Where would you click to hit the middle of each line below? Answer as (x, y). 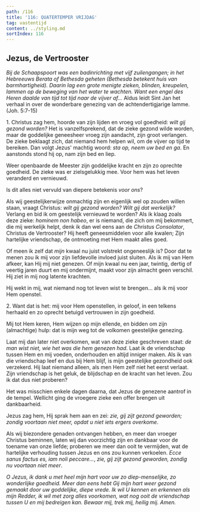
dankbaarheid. (24, 404)
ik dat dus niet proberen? (37, 379)
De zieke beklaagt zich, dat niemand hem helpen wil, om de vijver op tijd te (98, 141)
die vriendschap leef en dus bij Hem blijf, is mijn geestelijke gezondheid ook (99, 361)
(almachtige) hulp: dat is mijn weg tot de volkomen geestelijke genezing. (95, 330)
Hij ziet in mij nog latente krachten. (49, 276)
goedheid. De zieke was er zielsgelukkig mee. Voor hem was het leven (93, 171)
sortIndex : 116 (25, 34)
